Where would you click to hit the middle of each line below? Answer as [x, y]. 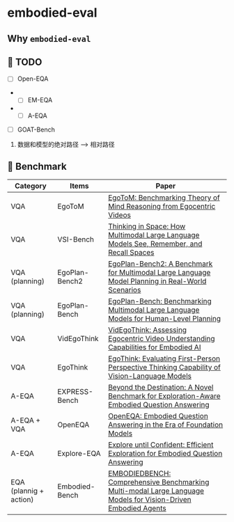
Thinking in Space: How [147, 226]
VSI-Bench [76, 239]
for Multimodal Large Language [159, 273]
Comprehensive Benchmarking [158, 482]
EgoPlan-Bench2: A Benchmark [160, 264]
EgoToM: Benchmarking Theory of [164, 198]
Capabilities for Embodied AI [154, 347]
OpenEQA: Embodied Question [158, 416]
